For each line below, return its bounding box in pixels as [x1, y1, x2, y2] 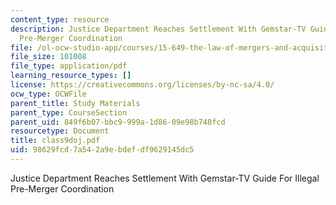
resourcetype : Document [10, 126, 110, 136]
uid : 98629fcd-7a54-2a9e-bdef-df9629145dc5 [10, 145, 195, 155]
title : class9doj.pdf [10, 136, 101, 146]
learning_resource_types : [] [10, 71, 132, 81]
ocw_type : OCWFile [10, 89, 87, 99]
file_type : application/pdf [10, 61, 128, 71]
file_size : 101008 [10, 52, 87, 62]
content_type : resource [10, 14, 110, 25]
